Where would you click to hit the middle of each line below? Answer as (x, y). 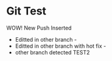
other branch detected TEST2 (52, 52)
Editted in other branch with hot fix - (61, 46)
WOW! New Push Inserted (39, 28)
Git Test (26, 11)
